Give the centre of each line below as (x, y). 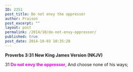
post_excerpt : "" (23, 23)
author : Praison (21, 18)
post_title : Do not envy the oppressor (45, 14)
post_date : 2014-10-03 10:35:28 (38, 41)
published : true (21, 37)
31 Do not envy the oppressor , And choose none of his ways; (67, 64)
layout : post (18, 28)
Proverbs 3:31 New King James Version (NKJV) (54, 55)
